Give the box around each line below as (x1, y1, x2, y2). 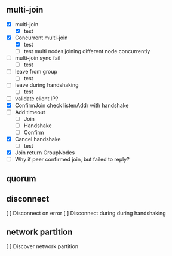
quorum (6, 173, 36, 184)
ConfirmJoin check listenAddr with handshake (14, 102, 129, 109)
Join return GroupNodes (14, 149, 75, 156)
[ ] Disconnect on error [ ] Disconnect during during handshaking (6, 209, 166, 217)
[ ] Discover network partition (6, 243, 79, 250)
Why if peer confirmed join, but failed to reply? (14, 156, 130, 163)
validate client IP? (14, 95, 59, 102)
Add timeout (14, 108, 46, 115)
